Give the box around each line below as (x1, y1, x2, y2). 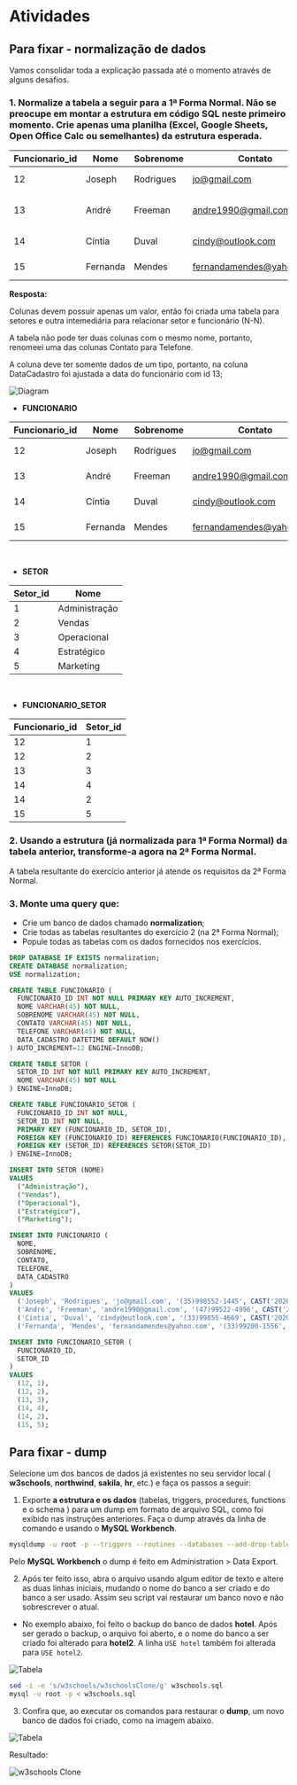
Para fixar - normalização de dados (9, 42, 207, 57)
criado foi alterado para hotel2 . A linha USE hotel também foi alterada (21, 1638, 276, 1649)
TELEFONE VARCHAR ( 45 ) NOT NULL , (17, 1026, 137, 1036)
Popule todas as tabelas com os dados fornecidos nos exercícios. (21, 936, 262, 947)
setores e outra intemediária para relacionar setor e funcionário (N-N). (9, 316, 265, 326)
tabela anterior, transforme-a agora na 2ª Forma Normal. (9, 846, 257, 858)
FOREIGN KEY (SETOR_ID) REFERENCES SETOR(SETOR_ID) (17, 1142, 212, 1150)
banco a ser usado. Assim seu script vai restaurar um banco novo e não (21, 1593, 285, 1603)
